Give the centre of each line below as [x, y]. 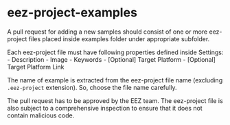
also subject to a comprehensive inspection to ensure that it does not [105, 108]
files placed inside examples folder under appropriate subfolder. [119, 38]
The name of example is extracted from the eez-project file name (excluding [115, 80]
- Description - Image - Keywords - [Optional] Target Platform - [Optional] [112, 59]
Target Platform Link [36, 67]
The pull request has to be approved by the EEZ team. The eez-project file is [115, 100]
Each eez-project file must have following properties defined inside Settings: [115, 52]
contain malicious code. [41, 115]
